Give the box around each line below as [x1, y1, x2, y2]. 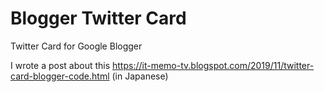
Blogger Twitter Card [10, 7, 187, 30]
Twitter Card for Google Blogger [10, 40, 143, 52]
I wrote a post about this [10, 59, 111, 71]
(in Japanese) [111, 70, 169, 82]
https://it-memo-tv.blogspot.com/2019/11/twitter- [112, 59, 315, 71]
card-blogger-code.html [10, 70, 110, 82]
